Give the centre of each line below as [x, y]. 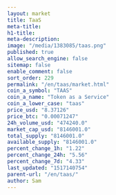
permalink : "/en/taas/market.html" [58, 84]
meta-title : [24, 26]
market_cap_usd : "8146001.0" [49, 129]
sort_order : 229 [30, 78]
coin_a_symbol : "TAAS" [40, 91]
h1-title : [21, 33]
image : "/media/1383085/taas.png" [57, 46]
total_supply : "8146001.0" [46, 136]
